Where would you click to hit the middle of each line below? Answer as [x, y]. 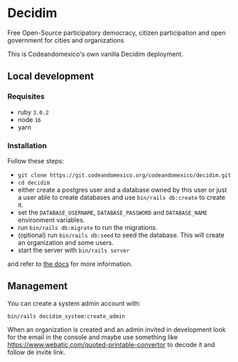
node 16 [29, 119]
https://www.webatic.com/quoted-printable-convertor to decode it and [111, 344]
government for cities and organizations [66, 40]
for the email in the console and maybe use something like [93, 337]
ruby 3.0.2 [33, 112]
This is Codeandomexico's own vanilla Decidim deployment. [95, 54]
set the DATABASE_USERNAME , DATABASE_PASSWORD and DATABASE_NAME [112, 212]
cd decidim [34, 182]
